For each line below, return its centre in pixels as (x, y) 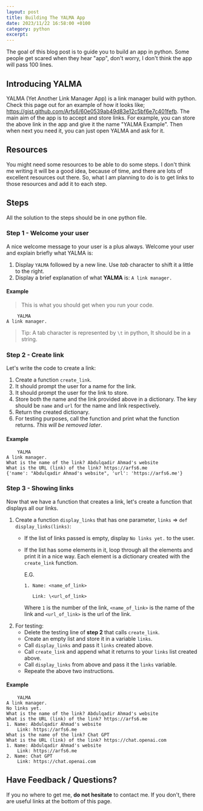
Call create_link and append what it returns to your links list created (111, 651)
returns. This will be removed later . (58, 425)
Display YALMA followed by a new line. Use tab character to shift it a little (104, 264)
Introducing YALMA (44, 84)
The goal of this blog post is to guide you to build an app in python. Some (98, 52)
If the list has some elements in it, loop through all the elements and (108, 550)
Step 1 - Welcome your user (48, 233)
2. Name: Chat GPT (29, 756)
